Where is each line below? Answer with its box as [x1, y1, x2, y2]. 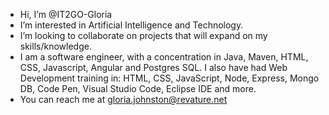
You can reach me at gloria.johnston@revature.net [19, 94, 228, 105]
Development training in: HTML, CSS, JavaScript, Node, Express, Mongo [19, 72, 320, 84]
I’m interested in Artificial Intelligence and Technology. [19, 19, 244, 31]
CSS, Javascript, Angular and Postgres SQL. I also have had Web [19, 62, 288, 73]
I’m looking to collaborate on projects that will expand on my [19, 30, 268, 41]
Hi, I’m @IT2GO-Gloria [19, 9, 113, 20]
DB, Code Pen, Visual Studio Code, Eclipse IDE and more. [19, 83, 257, 94]
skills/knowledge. [19, 40, 92, 52]
